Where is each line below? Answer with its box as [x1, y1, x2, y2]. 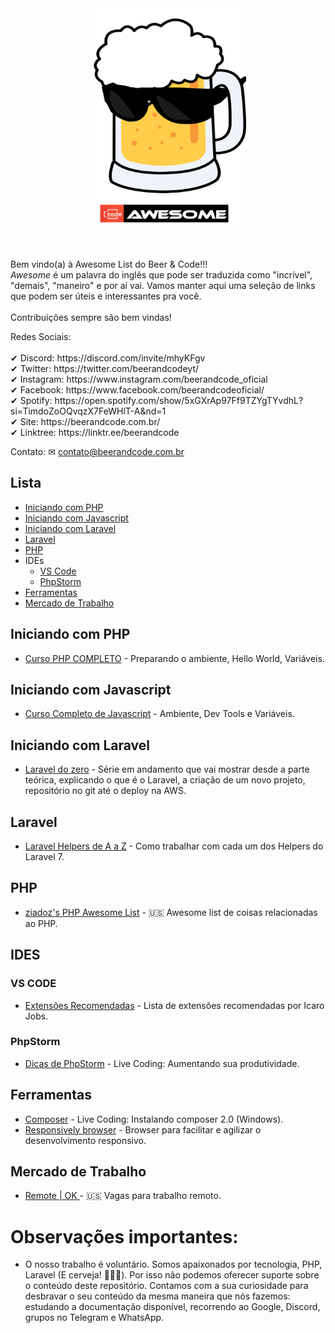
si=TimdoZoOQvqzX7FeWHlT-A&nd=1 [10, 405, 167, 417]
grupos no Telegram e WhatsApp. [24, 1312, 165, 1324]
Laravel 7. [24, 851, 65, 863]
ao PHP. [24, 917, 58, 929]
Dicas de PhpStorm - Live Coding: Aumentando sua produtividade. [24, 1057, 300, 1069]
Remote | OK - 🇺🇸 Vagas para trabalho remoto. [24, 1190, 222, 1202]
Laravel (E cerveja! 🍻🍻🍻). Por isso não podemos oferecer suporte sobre [24, 1269, 320, 1281]
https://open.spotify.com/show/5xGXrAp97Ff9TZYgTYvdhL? [54, 395, 304, 406]
